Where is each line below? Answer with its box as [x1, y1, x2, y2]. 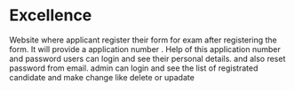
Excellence [9, 5, 92, 26]
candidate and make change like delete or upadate [9, 72, 195, 82]
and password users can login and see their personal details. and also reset [9, 53, 286, 64]
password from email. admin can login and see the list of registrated [9, 63, 259, 73]
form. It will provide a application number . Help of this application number [9, 43, 282, 54]
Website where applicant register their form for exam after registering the [9, 34, 277, 45]
